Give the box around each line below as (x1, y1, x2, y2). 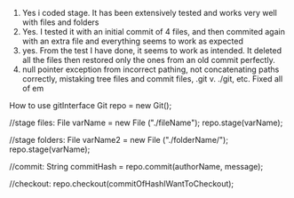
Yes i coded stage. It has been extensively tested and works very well (21, 8, 277, 18)
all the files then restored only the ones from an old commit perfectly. (21, 55, 275, 65)
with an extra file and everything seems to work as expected (21, 36, 244, 46)
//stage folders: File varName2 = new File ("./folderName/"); (9, 135, 229, 145)
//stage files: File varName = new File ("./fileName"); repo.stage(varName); (9, 117, 283, 128)
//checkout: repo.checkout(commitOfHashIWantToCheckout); (9, 178, 234, 189)
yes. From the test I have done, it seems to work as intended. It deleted (21, 45, 282, 56)
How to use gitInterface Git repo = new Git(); (9, 100, 172, 110)
